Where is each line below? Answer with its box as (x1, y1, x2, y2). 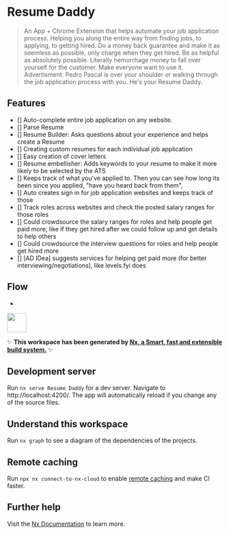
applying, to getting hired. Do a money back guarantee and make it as (23, 41, 220, 49)
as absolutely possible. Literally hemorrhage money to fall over (23, 55, 201, 64)
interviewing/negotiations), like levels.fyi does (16, 261, 146, 269)
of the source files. (7, 398, 60, 407)
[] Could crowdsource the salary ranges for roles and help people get (16, 217, 213, 226)
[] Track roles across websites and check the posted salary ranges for (16, 203, 215, 211)
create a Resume (16, 138, 65, 146)
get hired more (16, 246, 59, 255)
